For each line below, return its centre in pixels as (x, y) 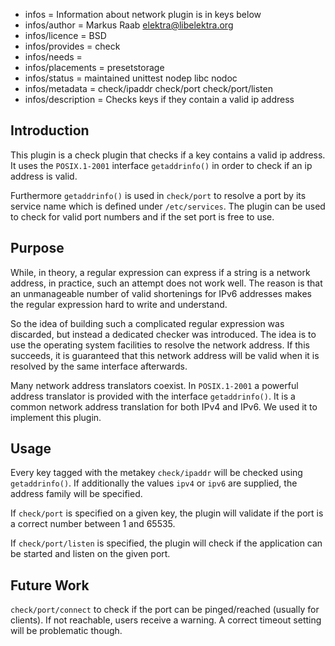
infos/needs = (53, 57)
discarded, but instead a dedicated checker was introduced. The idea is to (163, 334)
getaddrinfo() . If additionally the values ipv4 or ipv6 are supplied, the (154, 483)
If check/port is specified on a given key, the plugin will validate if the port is (167, 513)
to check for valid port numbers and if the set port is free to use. (142, 216)
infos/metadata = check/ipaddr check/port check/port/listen (148, 88)
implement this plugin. (56, 417)
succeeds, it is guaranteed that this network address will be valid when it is (165, 355)
